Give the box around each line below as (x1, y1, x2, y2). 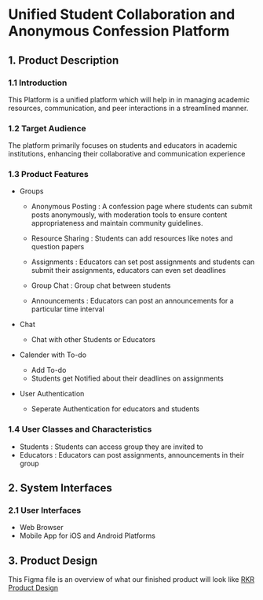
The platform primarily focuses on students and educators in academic (8, 141, 238, 150)
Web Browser (19, 523, 64, 532)
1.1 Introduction (8, 77, 68, 88)
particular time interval (31, 304, 104, 314)
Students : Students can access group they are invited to (19, 442, 203, 451)
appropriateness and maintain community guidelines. (31, 219, 203, 228)
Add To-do (31, 366, 67, 375)
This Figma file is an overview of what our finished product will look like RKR (8, 575, 255, 584)
